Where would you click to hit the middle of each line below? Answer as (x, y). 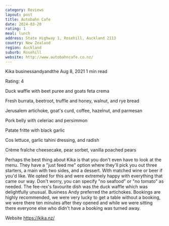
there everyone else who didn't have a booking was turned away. (73, 208)
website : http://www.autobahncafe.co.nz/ (49, 57)
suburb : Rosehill (23, 52)
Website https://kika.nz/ (30, 218)
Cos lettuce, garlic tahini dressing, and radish (52, 140)
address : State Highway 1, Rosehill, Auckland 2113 (61, 39)
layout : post (19, 15)
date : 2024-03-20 (23, 24)
